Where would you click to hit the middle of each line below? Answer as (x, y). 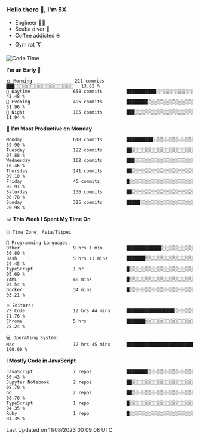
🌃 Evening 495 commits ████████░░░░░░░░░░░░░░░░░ (100, 102)
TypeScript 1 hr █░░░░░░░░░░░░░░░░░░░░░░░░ (100, 269)
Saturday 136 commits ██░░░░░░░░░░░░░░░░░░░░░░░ (100, 192)
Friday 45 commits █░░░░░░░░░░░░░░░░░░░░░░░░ (100, 182)
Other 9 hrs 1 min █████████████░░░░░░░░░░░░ (100, 248)
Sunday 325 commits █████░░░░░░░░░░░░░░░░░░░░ (100, 203)
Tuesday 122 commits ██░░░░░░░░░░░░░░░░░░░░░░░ (100, 150)
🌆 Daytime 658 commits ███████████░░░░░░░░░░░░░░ (100, 92)
